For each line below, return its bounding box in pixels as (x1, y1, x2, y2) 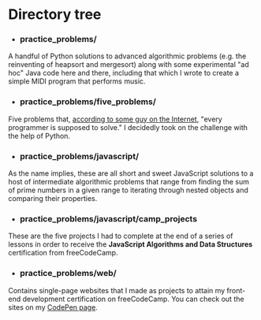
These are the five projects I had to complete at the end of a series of (8, 231, 233, 241)
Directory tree (8, 6, 102, 24)
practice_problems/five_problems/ (19, 96, 156, 107)
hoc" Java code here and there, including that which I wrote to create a (8, 69, 239, 78)
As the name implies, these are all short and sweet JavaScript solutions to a (8, 169, 254, 178)
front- (226, 285, 246, 295)
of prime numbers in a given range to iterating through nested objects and (8, 185, 248, 195)
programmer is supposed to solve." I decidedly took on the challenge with (8, 122, 248, 132)
